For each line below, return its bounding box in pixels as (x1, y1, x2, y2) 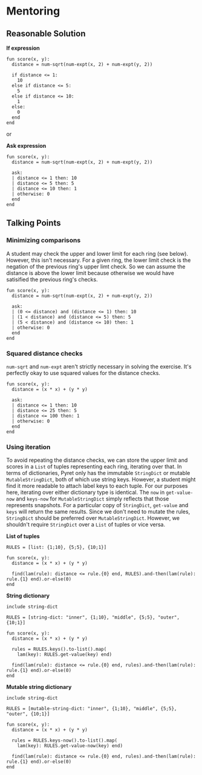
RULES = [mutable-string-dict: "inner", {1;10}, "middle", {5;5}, (6, 706, 177, 712)
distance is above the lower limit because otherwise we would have (6, 269, 174, 276)
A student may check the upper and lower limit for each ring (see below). (6, 250, 189, 257)
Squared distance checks (6, 349, 83, 358)
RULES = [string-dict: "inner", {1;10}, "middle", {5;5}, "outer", (6, 614, 180, 620)
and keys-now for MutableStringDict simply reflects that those (16, 495, 169, 502)
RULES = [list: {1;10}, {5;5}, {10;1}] (6, 544, 107, 551)
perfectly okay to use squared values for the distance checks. (6, 369, 160, 376)
